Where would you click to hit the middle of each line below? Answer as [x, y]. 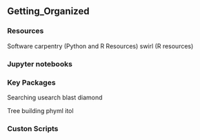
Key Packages [32, 82]
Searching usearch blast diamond [55, 97]
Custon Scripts [33, 128]
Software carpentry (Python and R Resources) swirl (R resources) [100, 46]
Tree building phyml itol [40, 110]
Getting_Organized [48, 11]
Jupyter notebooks [40, 63]
